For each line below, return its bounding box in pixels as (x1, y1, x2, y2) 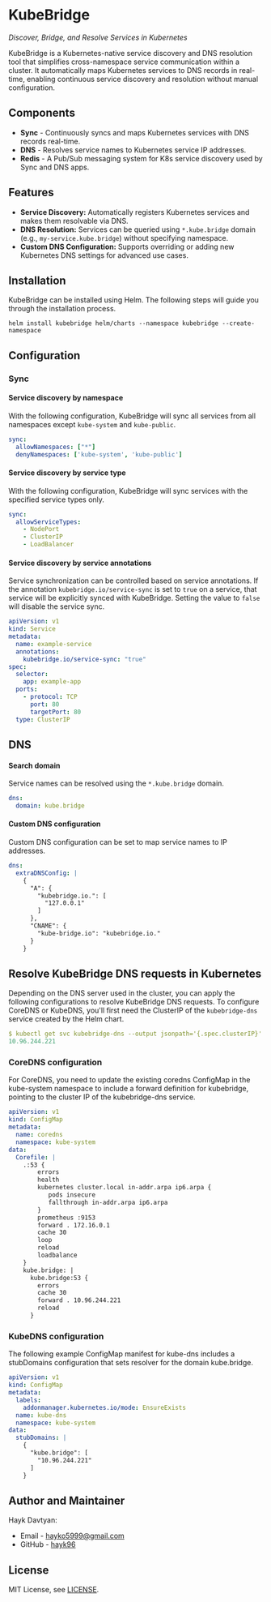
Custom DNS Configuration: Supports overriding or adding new (19, 242, 235, 251)
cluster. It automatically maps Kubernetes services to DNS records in (8, 65, 238, 75)
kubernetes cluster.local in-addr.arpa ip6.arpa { (37, 1184, 212, 1192)
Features (8, 186, 54, 199)
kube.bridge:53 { (29, 1274, 89, 1282)
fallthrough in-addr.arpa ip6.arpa (48, 1198, 168, 1206)
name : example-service (15, 640, 92, 648)
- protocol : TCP (23, 693, 78, 701)
